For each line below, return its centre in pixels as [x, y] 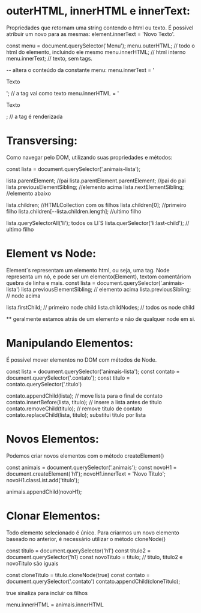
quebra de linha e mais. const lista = [51, 283]
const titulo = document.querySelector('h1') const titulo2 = [79, 551]
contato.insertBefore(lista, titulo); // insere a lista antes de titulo [84, 402]
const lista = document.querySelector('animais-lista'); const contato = [93, 371]
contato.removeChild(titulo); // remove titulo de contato [74, 408]
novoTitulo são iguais [32, 563]
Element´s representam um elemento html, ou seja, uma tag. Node [88, 270]
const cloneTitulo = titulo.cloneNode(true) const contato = [78, 575]
